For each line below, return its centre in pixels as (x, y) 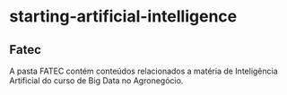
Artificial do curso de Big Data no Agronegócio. (96, 81)
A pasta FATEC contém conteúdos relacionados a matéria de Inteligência (143, 71)
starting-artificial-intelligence (123, 17)
